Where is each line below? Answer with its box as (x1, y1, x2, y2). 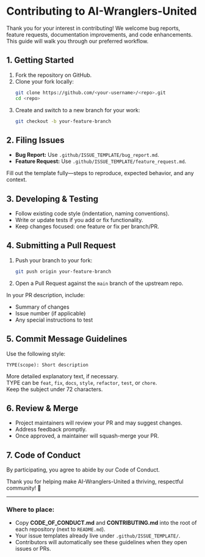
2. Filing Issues (6, 135, 65, 145)
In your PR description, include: (6, 291, 85, 298)
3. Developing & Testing (6, 193, 99, 204)
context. (6, 176, 27, 184)
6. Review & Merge (6, 403, 79, 413)
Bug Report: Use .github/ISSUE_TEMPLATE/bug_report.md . (15, 151, 160, 159)
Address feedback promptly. (15, 426, 87, 433)
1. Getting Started (6, 55, 74, 65)
